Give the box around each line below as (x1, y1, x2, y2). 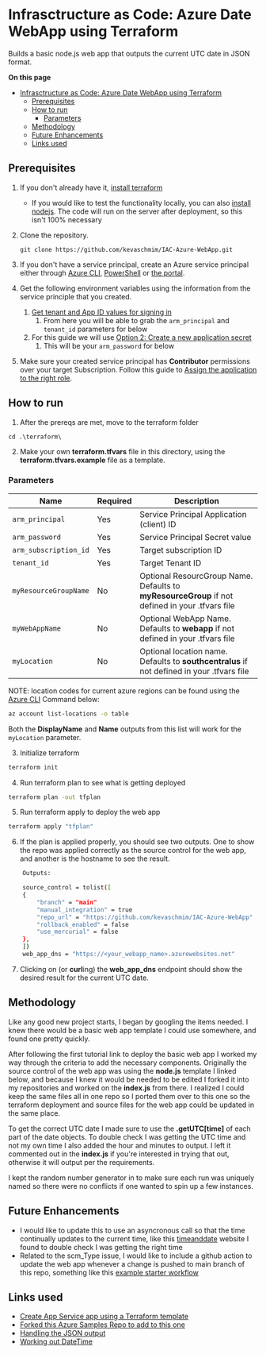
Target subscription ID (139, 544, 222, 555)
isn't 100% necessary (31, 214, 102, 224)
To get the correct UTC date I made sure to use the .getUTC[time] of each (8, 1124, 251, 1133)
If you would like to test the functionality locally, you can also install (31, 198, 252, 207)
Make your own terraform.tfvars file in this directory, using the (19, 446, 226, 456)
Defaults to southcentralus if (139, 655, 248, 666)
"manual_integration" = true (36, 905, 133, 914)
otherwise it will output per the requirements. (8, 1157, 155, 1167)
